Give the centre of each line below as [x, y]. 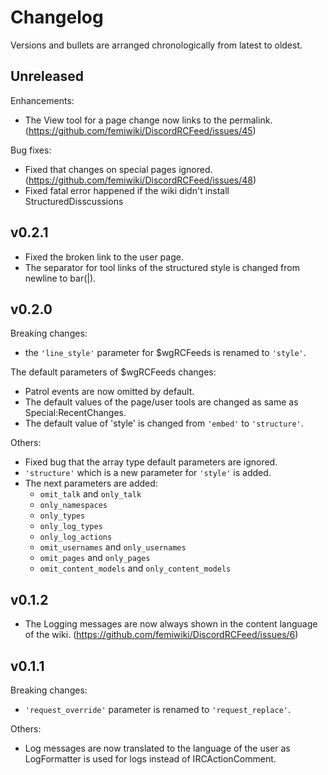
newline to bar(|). [60, 278]
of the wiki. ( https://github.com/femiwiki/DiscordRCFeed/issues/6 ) [161, 635]
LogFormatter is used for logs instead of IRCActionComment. [150, 759]
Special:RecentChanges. [75, 413]
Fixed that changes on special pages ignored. [118, 169]
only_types [62, 516]
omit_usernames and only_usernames [113, 547]
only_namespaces [73, 506]
